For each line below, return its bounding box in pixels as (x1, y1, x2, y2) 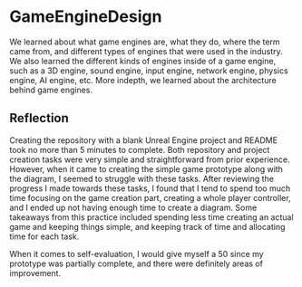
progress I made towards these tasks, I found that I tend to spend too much (9, 183, 291, 194)
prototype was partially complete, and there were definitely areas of (9, 258, 263, 269)
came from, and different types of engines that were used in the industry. (9, 45, 283, 56)
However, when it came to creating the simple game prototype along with (9, 163, 284, 174)
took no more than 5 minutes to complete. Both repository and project (9, 144, 270, 155)
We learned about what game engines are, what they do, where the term (9, 36, 280, 47)
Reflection (9, 110, 70, 126)
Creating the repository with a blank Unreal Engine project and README (9, 134, 278, 146)
